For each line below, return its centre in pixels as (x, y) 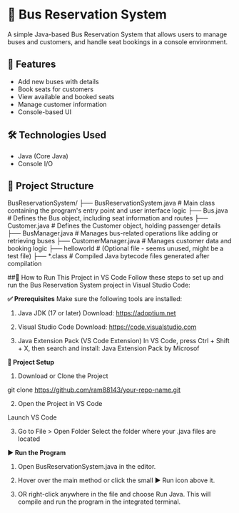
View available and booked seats (66, 96)
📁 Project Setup (31, 362)
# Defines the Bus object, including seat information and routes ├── (108, 218)
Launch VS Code (32, 417)
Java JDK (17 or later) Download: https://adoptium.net (97, 313)
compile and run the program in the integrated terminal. (99, 502)
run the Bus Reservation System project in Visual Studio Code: (99, 285)
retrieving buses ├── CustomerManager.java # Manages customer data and (119, 241)
